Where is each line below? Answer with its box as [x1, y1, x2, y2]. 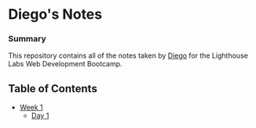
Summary [8, 34, 47, 44]
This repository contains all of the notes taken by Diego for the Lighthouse [8, 51, 249, 60]
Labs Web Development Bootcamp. [8, 59, 123, 69]
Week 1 [19, 103, 43, 112]
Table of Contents [8, 82, 98, 95]
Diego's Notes [8, 5, 103, 23]
